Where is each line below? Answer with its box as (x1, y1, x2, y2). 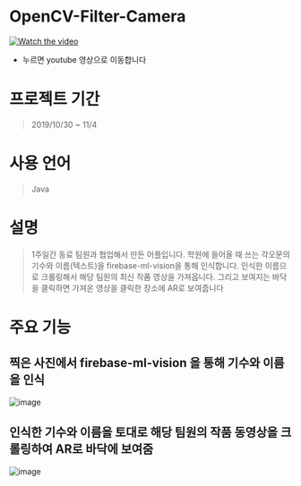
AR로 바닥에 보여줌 (55, 441, 154, 457)
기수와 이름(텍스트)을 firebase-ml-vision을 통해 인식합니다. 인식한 (30, 260, 263, 270)
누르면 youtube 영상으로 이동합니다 (21, 54, 147, 64)
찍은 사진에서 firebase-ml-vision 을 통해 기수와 (9, 355, 261, 371)
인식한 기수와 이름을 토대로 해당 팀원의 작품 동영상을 (9, 425, 279, 440)
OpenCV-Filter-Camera (9, 6, 186, 27)
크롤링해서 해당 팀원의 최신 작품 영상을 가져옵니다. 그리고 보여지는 (40, 271, 271, 282)
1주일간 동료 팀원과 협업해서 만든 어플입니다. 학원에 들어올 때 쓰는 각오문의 (30, 249, 291, 260)
